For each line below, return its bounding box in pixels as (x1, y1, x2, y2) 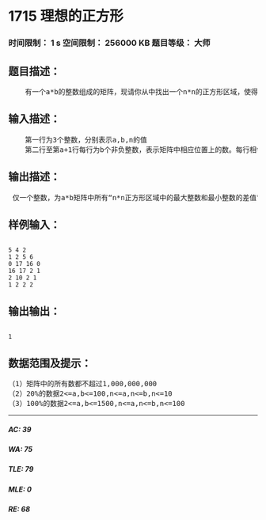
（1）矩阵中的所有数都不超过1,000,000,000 (8, 379, 158, 388)
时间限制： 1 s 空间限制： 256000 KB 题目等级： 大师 (8, 37, 211, 48)
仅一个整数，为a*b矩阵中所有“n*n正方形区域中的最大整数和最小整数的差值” (12, 193, 261, 202)
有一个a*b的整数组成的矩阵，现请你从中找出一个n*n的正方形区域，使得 (25, 87, 259, 96)
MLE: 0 (8, 484, 32, 494)
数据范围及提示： (8, 356, 92, 370)
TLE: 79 (8, 465, 34, 474)
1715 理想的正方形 (8, 7, 124, 25)
